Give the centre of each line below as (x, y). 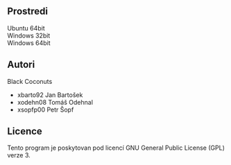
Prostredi (28, 11)
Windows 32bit (29, 35)
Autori (21, 65)
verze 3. (19, 155)
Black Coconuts (30, 81)
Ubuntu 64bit (26, 28)
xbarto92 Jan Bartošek (50, 95)
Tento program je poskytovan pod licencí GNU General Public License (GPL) (116, 148)
